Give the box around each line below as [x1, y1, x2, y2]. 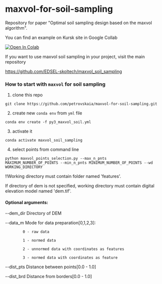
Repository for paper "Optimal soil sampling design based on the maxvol [5, 20, 152, 26]
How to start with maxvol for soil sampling [5, 80, 106, 87]
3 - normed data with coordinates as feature [23, 255, 118, 260]
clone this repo [12, 92, 43, 98]
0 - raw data [23, 229, 50, 235]
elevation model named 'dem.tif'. [5, 188, 71, 194]
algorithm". [5, 25, 28, 31]
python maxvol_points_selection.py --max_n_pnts [5, 156, 107, 161]
